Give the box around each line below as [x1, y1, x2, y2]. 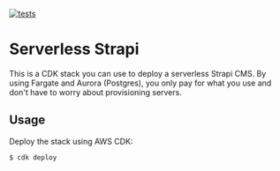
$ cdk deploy [9, 152, 57, 162]
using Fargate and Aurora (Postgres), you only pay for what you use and [9, 78, 272, 88]
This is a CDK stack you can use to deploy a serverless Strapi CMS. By [9, 68, 267, 78]
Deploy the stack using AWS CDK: [9, 136, 133, 146]
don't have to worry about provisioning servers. [9, 86, 183, 97]
